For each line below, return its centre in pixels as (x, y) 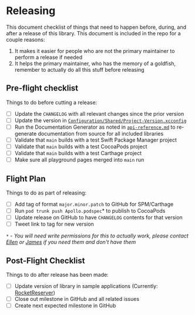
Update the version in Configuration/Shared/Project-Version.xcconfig (100, 120)
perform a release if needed (48, 57)
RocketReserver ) (35, 293)
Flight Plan (26, 178)
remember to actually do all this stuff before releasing (80, 69)
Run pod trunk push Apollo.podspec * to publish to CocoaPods (90, 211)
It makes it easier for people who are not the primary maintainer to (95, 51)
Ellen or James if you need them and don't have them (71, 242)
